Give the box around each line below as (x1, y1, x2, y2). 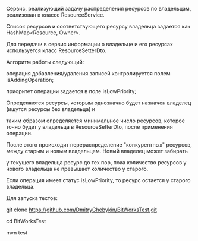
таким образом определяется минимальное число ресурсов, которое (6, 117, 186, 124)
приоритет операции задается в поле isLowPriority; (6, 88, 137, 94)
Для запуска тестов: (6, 195, 58, 201)
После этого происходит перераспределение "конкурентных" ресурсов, (6, 141, 192, 148)
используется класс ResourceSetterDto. (6, 47, 107, 54)
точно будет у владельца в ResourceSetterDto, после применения (6, 123, 174, 130)
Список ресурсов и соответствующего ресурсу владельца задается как (6, 23, 191, 30)
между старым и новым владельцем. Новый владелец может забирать (6, 148, 188, 154)
